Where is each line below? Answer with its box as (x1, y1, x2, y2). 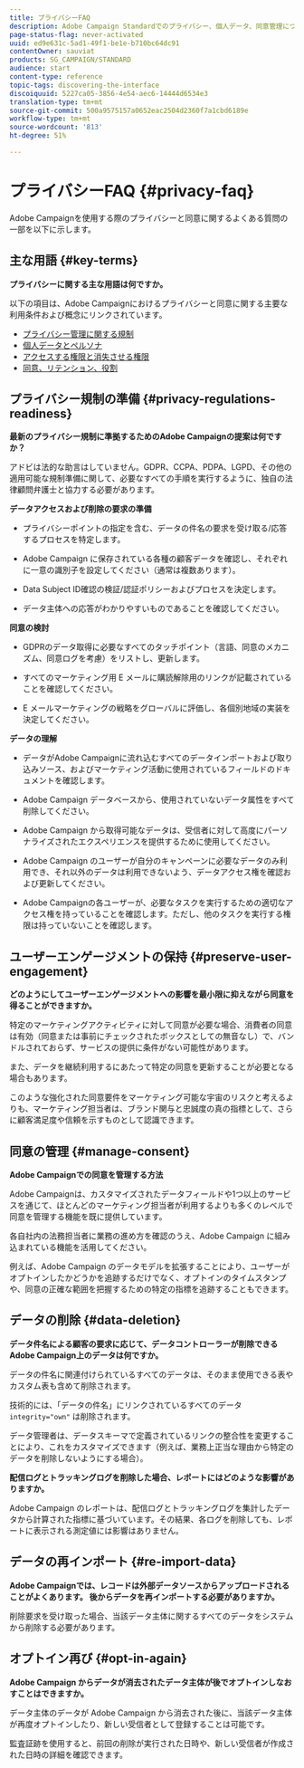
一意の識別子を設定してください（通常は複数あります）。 (30, 565, 241, 576)
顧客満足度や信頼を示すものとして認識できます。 (16, 1114, 199, 1125)
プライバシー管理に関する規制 (22, 328, 134, 339)
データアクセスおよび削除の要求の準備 (9, 503, 152, 514)
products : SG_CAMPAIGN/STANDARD (9, 55, 131, 64)
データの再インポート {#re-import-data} (9, 1554, 237, 1570)
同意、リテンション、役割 (22, 362, 118, 373)
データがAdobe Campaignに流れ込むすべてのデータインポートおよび (22, 752, 278, 763)
